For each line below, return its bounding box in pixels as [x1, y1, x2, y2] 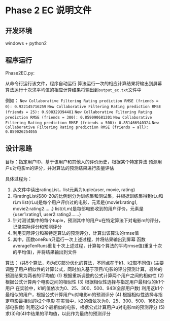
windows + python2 [5, 40, 47, 46]
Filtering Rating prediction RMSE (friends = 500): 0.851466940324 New [5, 120, 159, 125]
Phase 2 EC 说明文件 [5, 5, 92, 16]
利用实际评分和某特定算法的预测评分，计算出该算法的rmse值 [12, 230, 140, 236]
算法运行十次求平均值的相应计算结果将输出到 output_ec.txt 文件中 [5, 87, 142, 93]
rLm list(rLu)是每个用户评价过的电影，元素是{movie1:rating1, [12, 199, 138, 205]
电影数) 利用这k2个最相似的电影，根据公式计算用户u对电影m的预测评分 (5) [9, 304, 165, 310]
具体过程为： [5, 175, 32, 182]
